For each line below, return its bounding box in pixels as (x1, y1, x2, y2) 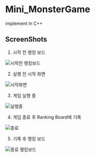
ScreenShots (5, 35, 47, 44)
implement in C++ (5, 20, 43, 26)
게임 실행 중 (12, 92, 37, 99)
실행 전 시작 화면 (12, 71, 46, 77)
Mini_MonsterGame (5, 4, 90, 15)
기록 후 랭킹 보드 (12, 136, 46, 142)
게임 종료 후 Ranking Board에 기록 (12, 114, 81, 120)
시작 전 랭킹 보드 (12, 49, 46, 55)
